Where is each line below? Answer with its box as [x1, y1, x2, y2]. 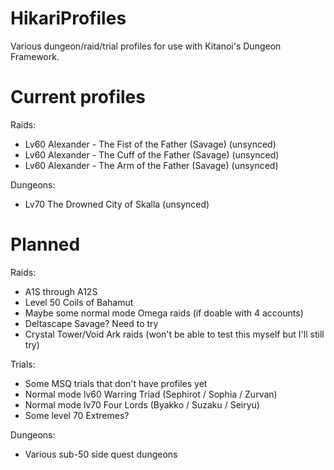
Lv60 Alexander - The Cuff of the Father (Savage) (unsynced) [24, 148, 280, 161]
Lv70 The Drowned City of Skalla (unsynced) [24, 198, 210, 210]
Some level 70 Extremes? [24, 409, 130, 421]
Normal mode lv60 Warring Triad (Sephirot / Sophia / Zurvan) [24, 388, 278, 400]
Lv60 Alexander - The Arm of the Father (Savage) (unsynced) [24, 159, 279, 171]
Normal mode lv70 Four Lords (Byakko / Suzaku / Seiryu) [24, 398, 260, 411]
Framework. [10, 50, 60, 62]
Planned [10, 233, 81, 256]
